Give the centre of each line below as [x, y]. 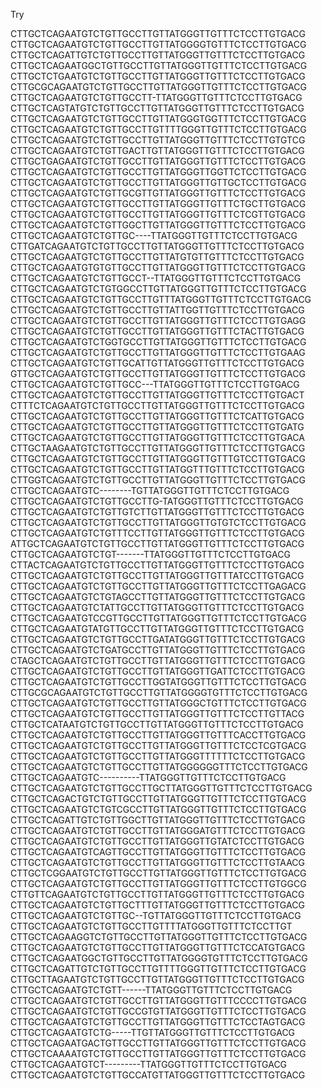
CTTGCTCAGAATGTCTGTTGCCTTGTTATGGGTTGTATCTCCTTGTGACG [157, 841]
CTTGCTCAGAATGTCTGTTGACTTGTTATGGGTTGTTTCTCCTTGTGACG [157, 150]
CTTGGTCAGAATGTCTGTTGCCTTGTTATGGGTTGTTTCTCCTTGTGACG [158, 480]
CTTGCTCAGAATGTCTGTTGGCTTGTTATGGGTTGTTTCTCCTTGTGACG [158, 225]
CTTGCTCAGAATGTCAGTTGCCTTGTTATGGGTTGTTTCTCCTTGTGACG [158, 852]
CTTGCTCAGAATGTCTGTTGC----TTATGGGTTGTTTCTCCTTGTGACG [154, 235]
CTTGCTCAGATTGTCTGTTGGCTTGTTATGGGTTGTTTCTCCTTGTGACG [158, 820]
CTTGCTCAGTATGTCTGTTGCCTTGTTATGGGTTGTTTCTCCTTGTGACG [157, 108]
